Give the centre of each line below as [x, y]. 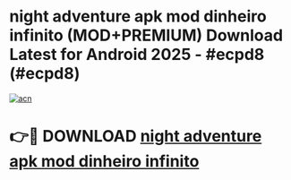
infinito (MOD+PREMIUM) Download [146, 35]
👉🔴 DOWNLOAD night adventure [136, 137]
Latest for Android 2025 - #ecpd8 [137, 55]
